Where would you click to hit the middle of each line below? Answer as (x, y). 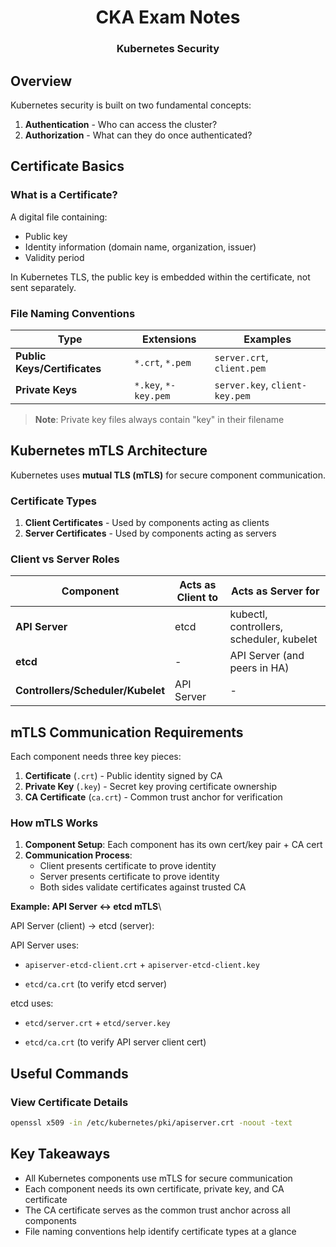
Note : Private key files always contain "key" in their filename (159, 419)
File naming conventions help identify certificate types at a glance (160, 1231)
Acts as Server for (275, 591)
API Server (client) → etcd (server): (82, 926)
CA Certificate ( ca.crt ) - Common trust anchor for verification (153, 797)
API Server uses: (45, 945)
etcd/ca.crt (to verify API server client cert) (115, 1042)
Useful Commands (69, 1073)
